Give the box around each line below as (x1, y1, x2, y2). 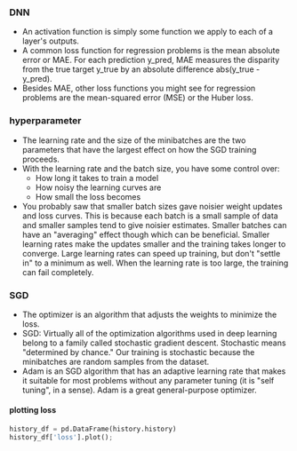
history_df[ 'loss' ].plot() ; (9, 432, 114, 441)
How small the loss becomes (35, 191, 141, 202)
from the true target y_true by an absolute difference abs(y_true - (21, 64, 261, 75)
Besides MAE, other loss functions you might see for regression (21, 83, 256, 94)
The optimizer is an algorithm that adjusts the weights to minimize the (21, 309, 277, 320)
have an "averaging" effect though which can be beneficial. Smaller (21, 229, 270, 240)
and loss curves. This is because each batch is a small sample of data (21, 210, 278, 221)
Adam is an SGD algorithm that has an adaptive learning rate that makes (21, 366, 286, 376)
